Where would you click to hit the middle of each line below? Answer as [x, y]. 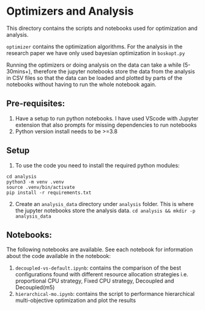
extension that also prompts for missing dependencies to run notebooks [106, 125]
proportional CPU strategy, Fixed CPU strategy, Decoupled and [95, 281]
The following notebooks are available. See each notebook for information [100, 249]
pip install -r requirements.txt [49, 193]
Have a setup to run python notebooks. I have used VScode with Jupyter [107, 118]
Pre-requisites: [36, 104]
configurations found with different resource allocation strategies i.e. [102, 275]
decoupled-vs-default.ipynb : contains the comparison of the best [98, 268]
